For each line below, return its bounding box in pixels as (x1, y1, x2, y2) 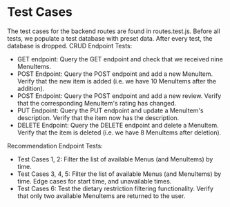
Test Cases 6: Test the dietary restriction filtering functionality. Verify (17, 184, 214, 193)
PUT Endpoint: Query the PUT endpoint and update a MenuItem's (17, 106, 204, 115)
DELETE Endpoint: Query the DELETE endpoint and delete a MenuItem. (17, 121, 219, 129)
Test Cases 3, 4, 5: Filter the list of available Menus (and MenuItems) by (17, 170, 222, 178)
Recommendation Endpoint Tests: (7, 141, 104, 150)
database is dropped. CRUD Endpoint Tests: (7, 41, 133, 50)
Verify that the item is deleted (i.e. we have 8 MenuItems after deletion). (17, 128, 222, 137)
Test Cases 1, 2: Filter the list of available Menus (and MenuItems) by (17, 155, 213, 163)
